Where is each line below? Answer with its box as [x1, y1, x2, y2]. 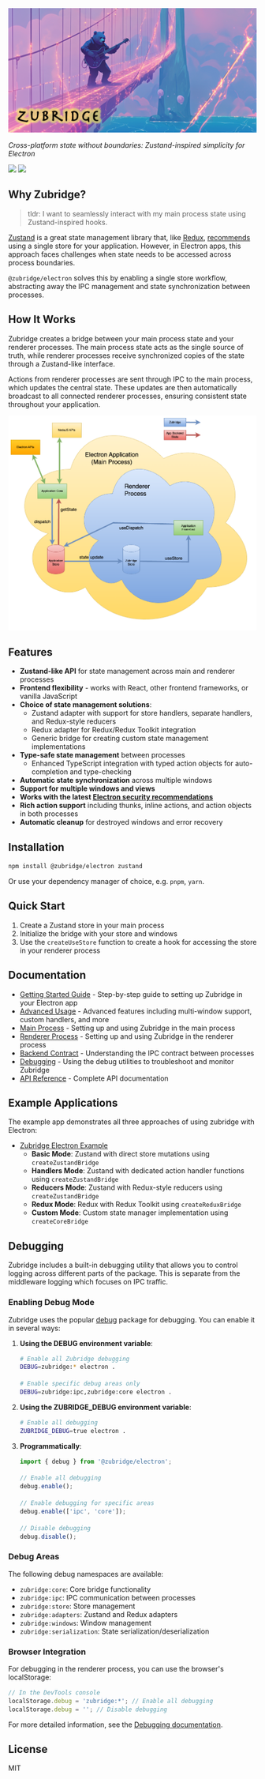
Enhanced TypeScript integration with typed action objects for [31, 758, 234, 769]
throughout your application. [8, 399, 101, 409]
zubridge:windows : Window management [19, 1618, 152, 1627]
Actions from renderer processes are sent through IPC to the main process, [8, 374, 253, 384]
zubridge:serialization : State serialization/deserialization [19, 1627, 210, 1636]
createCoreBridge [31, 1218, 89, 1226]
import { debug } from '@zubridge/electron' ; [19, 1457, 172, 1465]
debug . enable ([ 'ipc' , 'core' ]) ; [19, 1507, 126, 1515]
